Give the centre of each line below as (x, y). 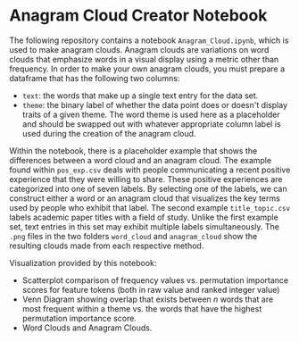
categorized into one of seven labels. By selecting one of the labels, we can (148, 188)
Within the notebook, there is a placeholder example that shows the (133, 150)
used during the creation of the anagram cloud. (109, 133)
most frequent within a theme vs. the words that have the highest (142, 308)
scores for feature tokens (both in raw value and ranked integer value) (151, 289)
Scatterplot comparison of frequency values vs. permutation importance (155, 280)
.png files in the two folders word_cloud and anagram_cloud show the (133, 236)
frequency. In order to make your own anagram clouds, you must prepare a (147, 69)
